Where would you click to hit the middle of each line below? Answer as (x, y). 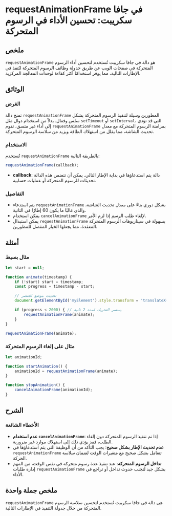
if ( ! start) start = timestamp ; (49, 282)
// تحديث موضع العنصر (35, 296)
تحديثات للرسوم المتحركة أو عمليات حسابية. (54, 180)
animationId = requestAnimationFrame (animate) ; (66, 371)
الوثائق (15, 89)
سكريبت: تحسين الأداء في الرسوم (69, 20)
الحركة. (20, 458)
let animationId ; (24, 357)
